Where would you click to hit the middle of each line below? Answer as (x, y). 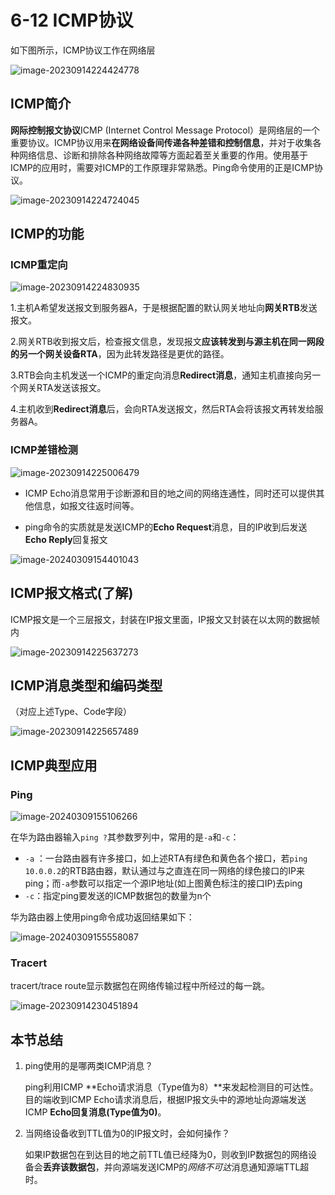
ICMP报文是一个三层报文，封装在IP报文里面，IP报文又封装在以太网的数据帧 (165, 619)
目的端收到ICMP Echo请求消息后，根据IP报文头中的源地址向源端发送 (165, 1100)
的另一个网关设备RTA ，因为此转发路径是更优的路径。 (120, 354)
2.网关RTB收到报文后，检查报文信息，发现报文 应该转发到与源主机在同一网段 (167, 342)
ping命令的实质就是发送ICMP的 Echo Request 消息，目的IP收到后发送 (166, 527)
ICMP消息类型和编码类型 (86, 685)
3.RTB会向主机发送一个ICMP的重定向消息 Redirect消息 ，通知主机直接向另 (161, 375)
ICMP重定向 (39, 265)
